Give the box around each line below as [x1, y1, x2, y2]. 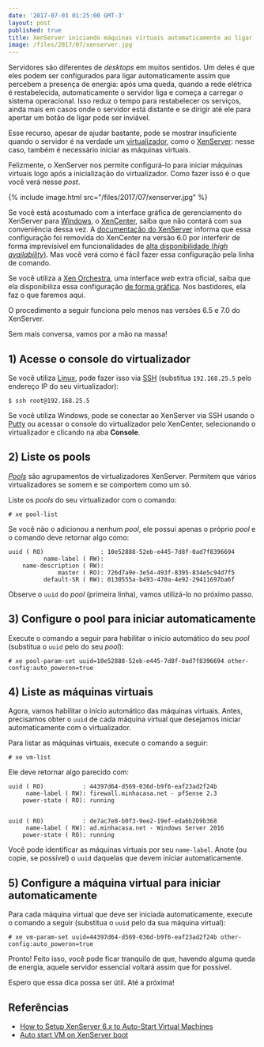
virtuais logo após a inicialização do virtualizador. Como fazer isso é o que [8, 169, 251, 179]
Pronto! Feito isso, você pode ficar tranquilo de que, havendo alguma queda [8, 954, 255, 964]
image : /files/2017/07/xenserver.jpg [8, 41, 133, 49]
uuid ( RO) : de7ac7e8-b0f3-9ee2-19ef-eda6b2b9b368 [8, 817, 217, 826]
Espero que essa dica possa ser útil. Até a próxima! [8, 977, 175, 988]
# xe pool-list [8, 510, 58, 518]
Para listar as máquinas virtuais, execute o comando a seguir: [8, 738, 209, 748]
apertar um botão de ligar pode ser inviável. [8, 113, 151, 122]
